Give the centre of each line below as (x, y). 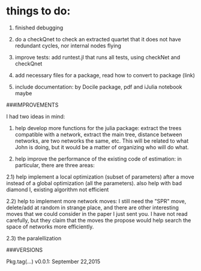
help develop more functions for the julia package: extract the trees (98, 128)
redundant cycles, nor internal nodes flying (68, 46)
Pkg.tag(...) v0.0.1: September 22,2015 (53, 261)
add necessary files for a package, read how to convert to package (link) (105, 75)
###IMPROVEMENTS (32, 105)
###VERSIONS (25, 249)
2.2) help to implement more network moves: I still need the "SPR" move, (96, 201)
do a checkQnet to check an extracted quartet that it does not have (98, 39)
